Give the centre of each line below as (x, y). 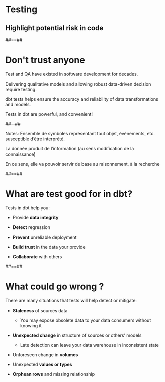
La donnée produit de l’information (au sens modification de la (70, 148)
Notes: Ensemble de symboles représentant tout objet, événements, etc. (80, 133)
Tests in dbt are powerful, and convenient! (49, 114)
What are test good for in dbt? (69, 194)
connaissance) (21, 154)
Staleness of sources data (40, 310)
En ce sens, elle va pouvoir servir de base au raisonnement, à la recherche (82, 164)
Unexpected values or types (42, 364)
